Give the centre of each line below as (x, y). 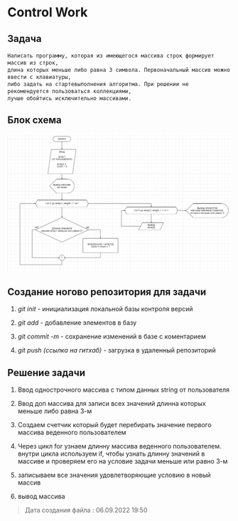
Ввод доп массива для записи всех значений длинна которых (112, 403)
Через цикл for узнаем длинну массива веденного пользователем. (119, 446)
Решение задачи (46, 373)
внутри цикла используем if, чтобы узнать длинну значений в (111, 453)
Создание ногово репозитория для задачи (107, 292)
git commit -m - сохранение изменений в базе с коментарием (112, 337)
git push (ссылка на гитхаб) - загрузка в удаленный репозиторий (117, 350)
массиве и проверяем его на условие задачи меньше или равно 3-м (123, 461)
